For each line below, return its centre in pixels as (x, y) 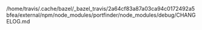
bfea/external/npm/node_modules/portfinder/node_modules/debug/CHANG (101, 15)
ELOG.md (18, 21)
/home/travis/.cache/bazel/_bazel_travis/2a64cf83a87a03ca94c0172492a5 (101, 9)
